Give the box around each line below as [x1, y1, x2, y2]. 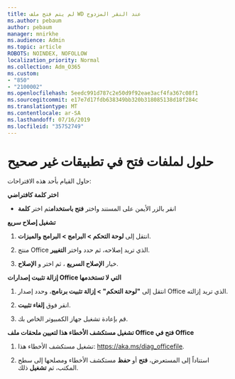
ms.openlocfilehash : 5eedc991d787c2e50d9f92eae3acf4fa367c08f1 [7, 90, 199, 97]
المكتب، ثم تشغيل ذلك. [17, 363, 79, 372]
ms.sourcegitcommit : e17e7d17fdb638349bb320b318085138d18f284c [7, 97, 199, 104]
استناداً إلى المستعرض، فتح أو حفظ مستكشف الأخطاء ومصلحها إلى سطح [17, 356, 209, 365]
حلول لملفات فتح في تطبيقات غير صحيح [7, 154, 214, 169]
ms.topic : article [7, 43, 62, 50]
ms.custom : [7, 70, 40, 77]
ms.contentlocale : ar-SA [7, 110, 81, 117]
